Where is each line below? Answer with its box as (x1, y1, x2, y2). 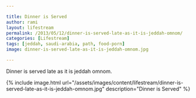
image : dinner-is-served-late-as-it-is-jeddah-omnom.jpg (6, 46, 149, 53)
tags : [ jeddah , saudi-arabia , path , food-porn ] (6, 41, 125, 47)
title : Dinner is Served (6, 13, 67, 19)
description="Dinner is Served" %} (105, 85, 191, 92)
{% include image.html (6, 79, 61, 86)
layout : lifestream (6, 25, 54, 31)
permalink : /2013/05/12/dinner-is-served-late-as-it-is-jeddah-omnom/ (6, 30, 183, 36)
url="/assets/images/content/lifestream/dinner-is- (62, 79, 184, 86)
